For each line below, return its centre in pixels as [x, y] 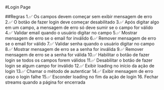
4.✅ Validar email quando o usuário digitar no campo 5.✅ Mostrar [71, 33]
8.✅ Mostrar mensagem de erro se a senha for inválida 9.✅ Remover [74, 49]
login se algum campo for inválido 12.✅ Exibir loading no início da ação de [80, 66]
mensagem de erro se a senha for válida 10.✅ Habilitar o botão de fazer [77, 55]
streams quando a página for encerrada [45, 82]
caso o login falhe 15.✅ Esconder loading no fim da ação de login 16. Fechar [82, 77]
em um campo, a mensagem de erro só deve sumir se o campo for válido [79, 27]
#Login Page [18, 7]
